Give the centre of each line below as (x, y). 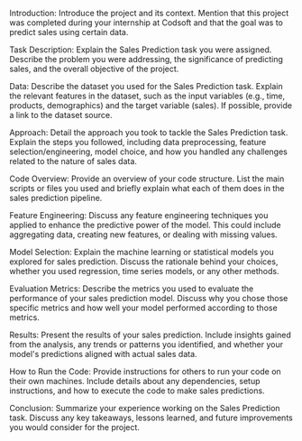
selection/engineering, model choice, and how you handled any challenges (149, 152)
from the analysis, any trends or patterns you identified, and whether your (146, 345)
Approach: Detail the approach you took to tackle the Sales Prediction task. (149, 133)
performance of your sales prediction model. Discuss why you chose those (149, 298)
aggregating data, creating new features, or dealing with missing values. (143, 234)
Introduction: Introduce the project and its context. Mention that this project (149, 13)
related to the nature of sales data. (73, 161)
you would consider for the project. (74, 427)
